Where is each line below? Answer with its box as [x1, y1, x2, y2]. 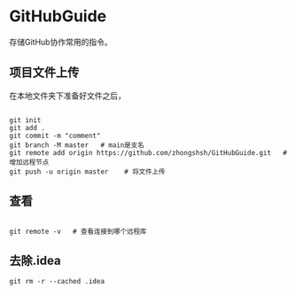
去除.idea [9, 252, 61, 268]
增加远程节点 [9, 158, 50, 167]
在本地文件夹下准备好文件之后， [9, 90, 126, 101]
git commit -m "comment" [9, 131, 101, 140]
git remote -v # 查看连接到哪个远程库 [9, 227, 147, 236]
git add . [9, 123, 46, 132]
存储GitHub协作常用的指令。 [9, 36, 113, 47]
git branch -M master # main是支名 [9, 140, 144, 150]
